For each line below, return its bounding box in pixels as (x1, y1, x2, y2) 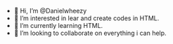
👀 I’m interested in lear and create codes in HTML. (13, 14, 160, 22)
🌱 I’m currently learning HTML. (13, 22, 103, 29)
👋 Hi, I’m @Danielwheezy (13, 7, 87, 15)
